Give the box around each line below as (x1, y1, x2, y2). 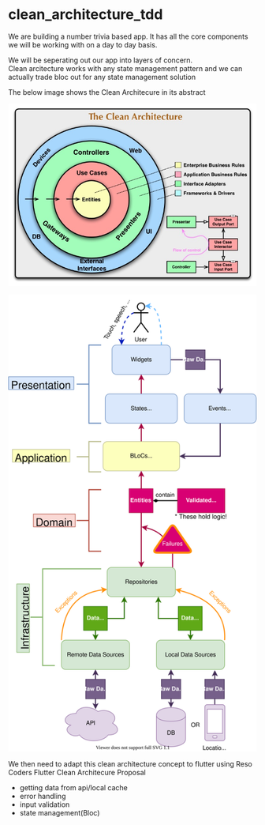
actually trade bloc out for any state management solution (8, 72, 196, 81)
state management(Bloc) (19, 808, 100, 817)
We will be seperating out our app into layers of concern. (8, 55, 193, 65)
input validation (19, 800, 70, 809)
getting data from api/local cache (19, 782, 128, 792)
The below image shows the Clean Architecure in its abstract (8, 87, 207, 96)
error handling (19, 791, 66, 801)
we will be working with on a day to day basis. (8, 40, 158, 49)
